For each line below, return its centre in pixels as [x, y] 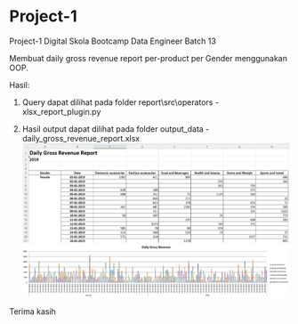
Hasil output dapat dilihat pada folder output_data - [116, 129]
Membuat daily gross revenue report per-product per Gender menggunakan [148, 58]
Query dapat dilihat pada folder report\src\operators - [121, 102]
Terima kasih [32, 311]
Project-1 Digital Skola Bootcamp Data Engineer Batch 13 [113, 41]
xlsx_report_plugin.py [61, 111]
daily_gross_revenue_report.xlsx [81, 138]
